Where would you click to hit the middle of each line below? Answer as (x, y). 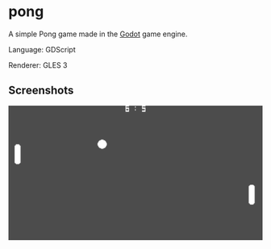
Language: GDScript (42, 49)
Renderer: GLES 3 (38, 65)
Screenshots (41, 91)
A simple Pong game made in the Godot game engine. (98, 34)
